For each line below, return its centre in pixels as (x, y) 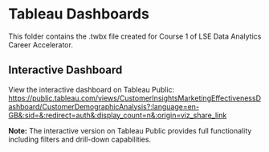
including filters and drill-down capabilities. (79, 139)
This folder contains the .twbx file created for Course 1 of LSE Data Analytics (135, 36)
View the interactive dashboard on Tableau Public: (92, 89)
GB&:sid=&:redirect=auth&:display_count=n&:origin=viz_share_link (118, 115)
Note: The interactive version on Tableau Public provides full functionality (130, 130)
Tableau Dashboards (79, 14)
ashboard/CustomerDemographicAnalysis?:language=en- (104, 106)
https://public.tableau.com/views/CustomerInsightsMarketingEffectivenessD (135, 98)
